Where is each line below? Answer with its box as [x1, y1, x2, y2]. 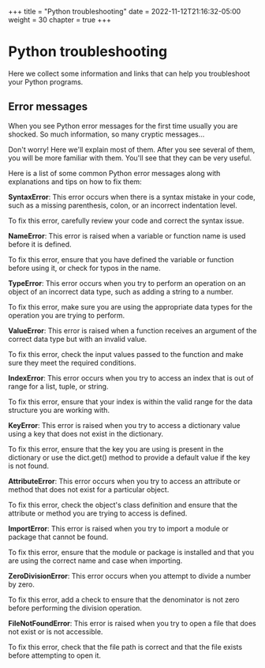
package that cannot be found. [8, 532, 109, 542]
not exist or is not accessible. [8, 627, 103, 636]
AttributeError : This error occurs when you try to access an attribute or [8, 476, 241, 486]
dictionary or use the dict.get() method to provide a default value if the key [8, 452, 251, 462]
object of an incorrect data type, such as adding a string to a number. [8, 287, 234, 296]
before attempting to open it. [8, 651, 101, 660]
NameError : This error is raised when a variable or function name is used [8, 231, 246, 240]
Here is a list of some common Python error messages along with [8, 168, 221, 178]
